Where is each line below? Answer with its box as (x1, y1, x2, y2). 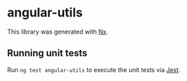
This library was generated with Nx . (7, 27, 108, 36)
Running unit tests (7, 47, 88, 59)
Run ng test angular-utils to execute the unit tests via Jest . (7, 65, 181, 73)
